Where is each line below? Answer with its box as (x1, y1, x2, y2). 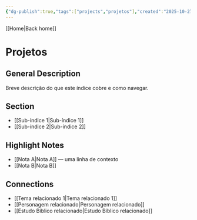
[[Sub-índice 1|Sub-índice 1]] (14, 117, 84, 124)
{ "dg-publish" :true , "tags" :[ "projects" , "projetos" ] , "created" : (5, 8, 164, 15)
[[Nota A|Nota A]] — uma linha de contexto (14, 156, 119, 163)
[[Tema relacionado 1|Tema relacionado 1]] (14, 195, 118, 202)
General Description (5, 69, 81, 79)
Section (5, 101, 35, 112)
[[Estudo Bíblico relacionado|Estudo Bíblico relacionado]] (14, 207, 152, 215)
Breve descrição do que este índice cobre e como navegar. (5, 84, 149, 91)
